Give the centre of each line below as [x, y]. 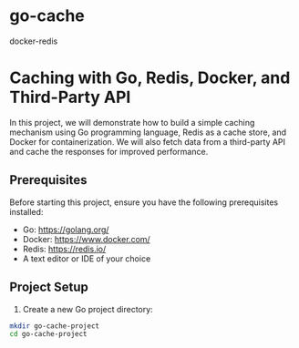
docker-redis [34, 41]
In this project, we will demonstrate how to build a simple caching [132, 122]
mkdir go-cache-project [55, 326]
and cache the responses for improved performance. [109, 151]
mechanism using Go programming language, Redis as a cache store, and [148, 132]
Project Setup [49, 287]
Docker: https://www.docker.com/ [86, 239]
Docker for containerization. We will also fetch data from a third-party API [147, 141]
